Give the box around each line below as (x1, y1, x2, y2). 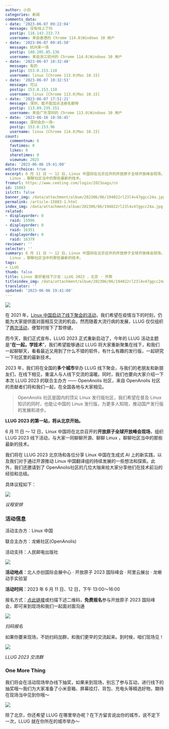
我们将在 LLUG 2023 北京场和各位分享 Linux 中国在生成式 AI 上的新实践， (5, 452, 157, 458)
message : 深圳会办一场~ (10, 119, 55, 125)
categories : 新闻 (5, 12, 40, 17)
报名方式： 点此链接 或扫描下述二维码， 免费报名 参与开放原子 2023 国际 (5, 597, 151, 603)
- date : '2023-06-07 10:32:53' (5, 78, 71, 83)
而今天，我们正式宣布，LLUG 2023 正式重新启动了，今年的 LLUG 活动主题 (5, 335, 159, 341)
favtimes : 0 (10, 143, 35, 149)
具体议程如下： (5, 481, 36, 487)
